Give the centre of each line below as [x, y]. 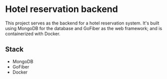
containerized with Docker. [33, 33]
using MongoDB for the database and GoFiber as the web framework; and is [84, 28]
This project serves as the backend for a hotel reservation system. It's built [82, 23]
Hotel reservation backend [62, 9]
